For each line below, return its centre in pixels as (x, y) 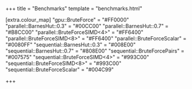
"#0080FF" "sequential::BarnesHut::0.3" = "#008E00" (71, 44)
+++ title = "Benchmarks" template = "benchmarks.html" (74, 8)
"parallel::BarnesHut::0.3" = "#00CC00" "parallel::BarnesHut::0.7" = (87, 26)
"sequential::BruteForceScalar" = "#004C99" (60, 69)
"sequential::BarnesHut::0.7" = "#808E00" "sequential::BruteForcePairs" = (95, 51)
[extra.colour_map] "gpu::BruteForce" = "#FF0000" (67, 20)
